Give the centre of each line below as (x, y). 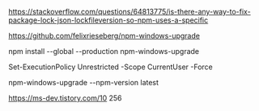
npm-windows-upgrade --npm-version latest (84, 82)
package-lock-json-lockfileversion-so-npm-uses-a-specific (108, 20)
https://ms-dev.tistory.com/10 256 (66, 98)
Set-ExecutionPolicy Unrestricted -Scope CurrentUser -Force (110, 67)
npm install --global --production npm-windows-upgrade (104, 51)
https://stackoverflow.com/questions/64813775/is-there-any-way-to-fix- (129, 12)
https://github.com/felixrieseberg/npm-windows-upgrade (104, 36)
